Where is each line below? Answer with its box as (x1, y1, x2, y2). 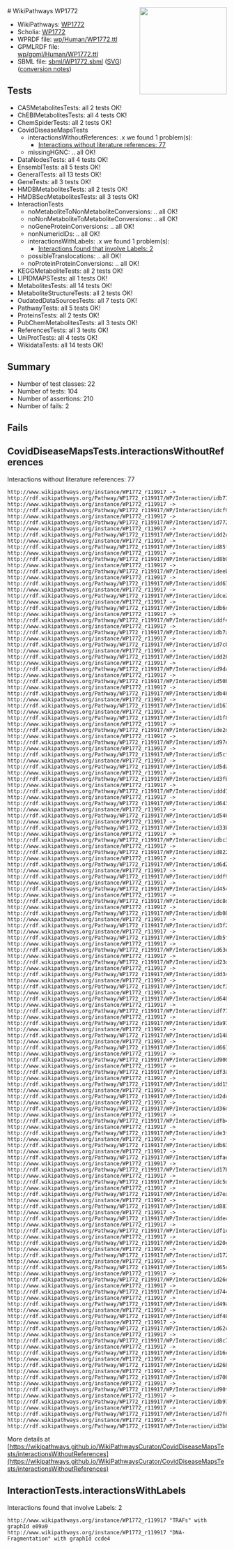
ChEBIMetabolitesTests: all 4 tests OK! (17, 111, 127, 119)
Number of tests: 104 (17, 387, 78, 395)
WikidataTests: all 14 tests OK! (17, 341, 104, 349)
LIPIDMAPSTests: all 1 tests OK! (17, 274, 108, 282)
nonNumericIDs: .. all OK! (27, 230, 100, 238)
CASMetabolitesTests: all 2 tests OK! (17, 103, 122, 112)
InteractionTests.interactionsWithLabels (7, 1485, 187, 1497)
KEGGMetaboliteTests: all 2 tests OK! (17, 267, 123, 275)
